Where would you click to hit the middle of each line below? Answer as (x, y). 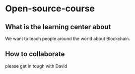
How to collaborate (35, 54)
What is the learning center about (58, 27)
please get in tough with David (36, 66)
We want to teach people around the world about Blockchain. (68, 38)
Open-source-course (50, 9)
